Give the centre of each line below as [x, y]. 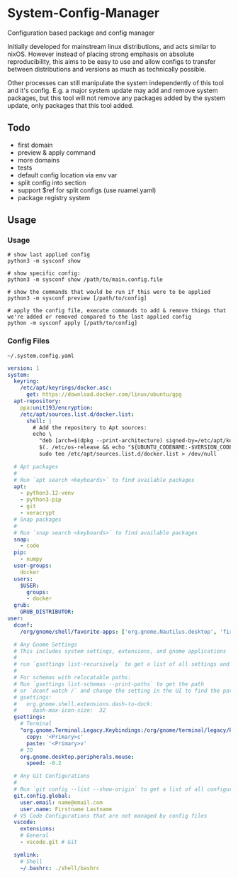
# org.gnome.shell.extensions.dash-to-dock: [84, 704]
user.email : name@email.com [61, 802]
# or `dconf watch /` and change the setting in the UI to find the [117, 691]
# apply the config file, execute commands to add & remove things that [117, 311]
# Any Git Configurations [52, 776]
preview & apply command [56, 152]
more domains [39, 160]
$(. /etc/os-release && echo [82, 448]
